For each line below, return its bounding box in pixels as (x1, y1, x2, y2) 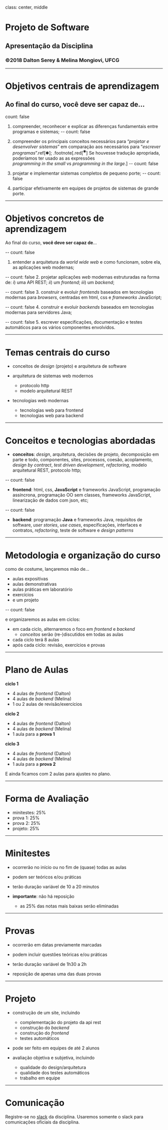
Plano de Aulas (5, 664, 69, 676)
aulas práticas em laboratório (12, 586, 73, 592)
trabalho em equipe (19, 1075, 60, 1081)
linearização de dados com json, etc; (12, 497, 88, 503)
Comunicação (5, 1097, 65, 1108)
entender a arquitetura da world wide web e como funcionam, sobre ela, (12, 259, 161, 265)
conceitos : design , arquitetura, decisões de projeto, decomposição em (12, 451, 159, 457)
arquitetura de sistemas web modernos (12, 373, 93, 379)
